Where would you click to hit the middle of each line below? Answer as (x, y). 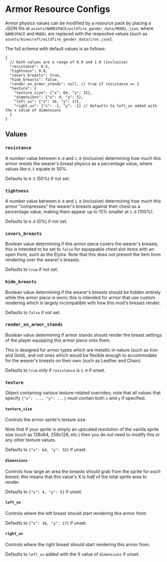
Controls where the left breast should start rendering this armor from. (76, 513)
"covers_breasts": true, (35, 75)
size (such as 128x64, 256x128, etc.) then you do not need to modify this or (83, 435)
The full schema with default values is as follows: (56, 48)
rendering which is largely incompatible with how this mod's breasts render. (83, 303)
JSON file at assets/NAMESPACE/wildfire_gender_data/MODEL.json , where (79, 28)
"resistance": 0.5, (30, 66)
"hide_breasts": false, (34, 79)
